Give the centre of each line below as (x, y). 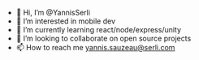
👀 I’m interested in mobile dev (66, 21)
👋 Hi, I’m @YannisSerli (53, 13)
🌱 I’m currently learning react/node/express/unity (98, 30)
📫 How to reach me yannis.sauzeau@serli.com (95, 47)
